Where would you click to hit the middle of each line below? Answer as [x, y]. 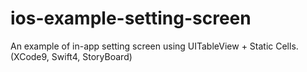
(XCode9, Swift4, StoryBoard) [71, 56]
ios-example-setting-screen [131, 18]
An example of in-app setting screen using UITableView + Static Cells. [154, 46]
